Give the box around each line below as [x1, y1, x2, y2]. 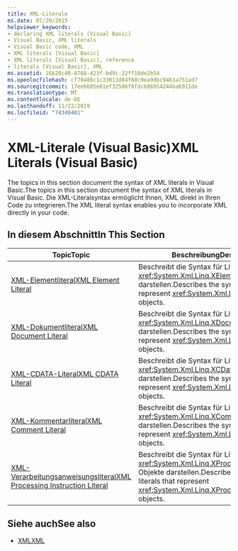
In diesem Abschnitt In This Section [7, 229, 165, 241]
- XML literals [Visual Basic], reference [7, 57, 135, 64]
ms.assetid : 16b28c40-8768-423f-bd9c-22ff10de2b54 [7, 69, 160, 76]
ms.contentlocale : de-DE [7, 96, 81, 103]
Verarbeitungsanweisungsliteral [11, 472, 117, 482]
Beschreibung [171, 249, 220, 259]
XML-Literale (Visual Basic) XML [7, 140, 200, 156]
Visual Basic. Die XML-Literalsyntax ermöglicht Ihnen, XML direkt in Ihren [7, 193, 221, 202]
